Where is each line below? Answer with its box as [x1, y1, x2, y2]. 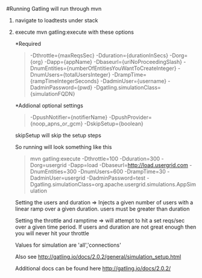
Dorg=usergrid [30, 162, 67, 168]
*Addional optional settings [14, 102, 83, 109]
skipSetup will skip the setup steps [14, 132, 101, 139]
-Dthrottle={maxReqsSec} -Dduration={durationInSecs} [30, 52, 169, 59]
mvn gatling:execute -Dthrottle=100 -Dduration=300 [30, 155, 160, 162]
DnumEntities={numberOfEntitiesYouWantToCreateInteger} [30, 65, 177, 72]
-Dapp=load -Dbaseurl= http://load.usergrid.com [68, 162, 188, 168]
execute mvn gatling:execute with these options [14, 28, 134, 36]
